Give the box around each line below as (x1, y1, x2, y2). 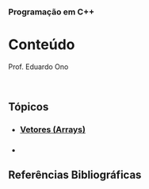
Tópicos (8, 100, 49, 114)
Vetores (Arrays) (19, 124, 86, 135)
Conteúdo (8, 36, 75, 54)
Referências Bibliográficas (8, 168, 142, 182)
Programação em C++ (8, 6, 95, 17)
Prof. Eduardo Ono (8, 62, 69, 71)
